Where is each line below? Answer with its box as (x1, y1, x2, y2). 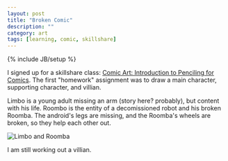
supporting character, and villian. (7, 83, 101, 92)
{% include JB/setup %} (7, 55, 76, 63)
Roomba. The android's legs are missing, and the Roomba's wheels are (7, 112, 211, 120)
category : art (7, 29, 49, 37)
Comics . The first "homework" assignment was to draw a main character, (7, 76, 217, 84)
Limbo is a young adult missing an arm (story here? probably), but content (7, 96, 220, 105)
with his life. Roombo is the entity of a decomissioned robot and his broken (7, 104, 221, 112)
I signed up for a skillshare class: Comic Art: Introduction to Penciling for (7, 69, 214, 77)
